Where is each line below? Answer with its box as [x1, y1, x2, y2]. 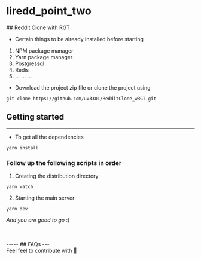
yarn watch [6, 184, 33, 190]
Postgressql [14, 60, 45, 67]
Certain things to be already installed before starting [14, 35, 144, 42]
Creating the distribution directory [14, 172, 99, 180]
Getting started [6, 112, 65, 122]
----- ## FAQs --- [6, 241, 50, 248]
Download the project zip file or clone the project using [14, 84, 151, 91]
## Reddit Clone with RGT [6, 24, 70, 31]
